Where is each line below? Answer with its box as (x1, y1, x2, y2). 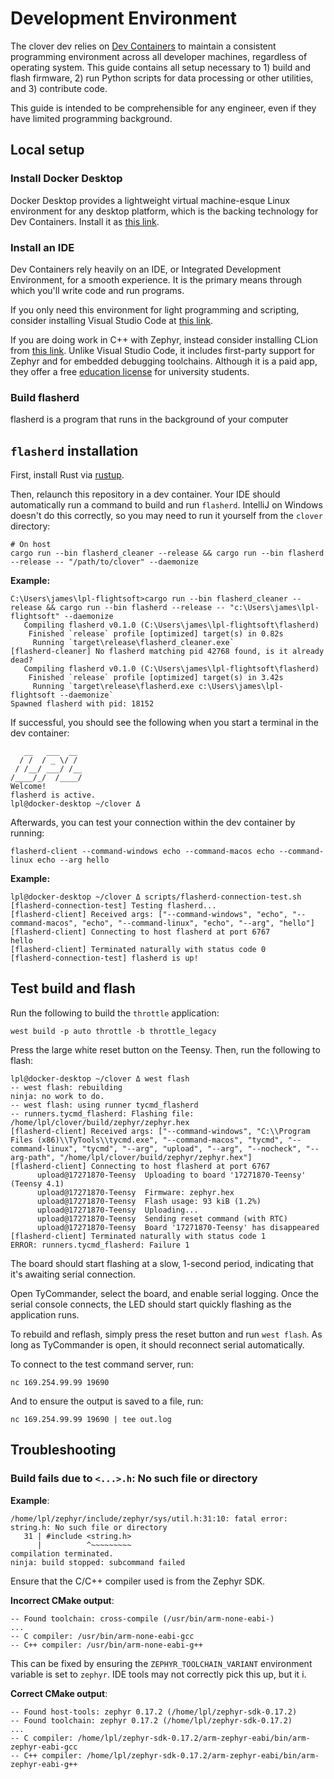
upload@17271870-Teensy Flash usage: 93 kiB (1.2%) (36, 1196, 262, 1206)
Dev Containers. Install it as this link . (10, 215, 160, 227)
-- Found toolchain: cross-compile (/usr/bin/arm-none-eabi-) (10, 1613, 275, 1624)
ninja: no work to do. (10, 1091, 105, 1101)
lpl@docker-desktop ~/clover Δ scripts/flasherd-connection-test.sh (10, 892, 302, 902)
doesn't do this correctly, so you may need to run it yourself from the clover (10, 510, 323, 522)
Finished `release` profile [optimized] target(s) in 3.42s (28, 673, 284, 683)
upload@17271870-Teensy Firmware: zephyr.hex (36, 1187, 235, 1197)
